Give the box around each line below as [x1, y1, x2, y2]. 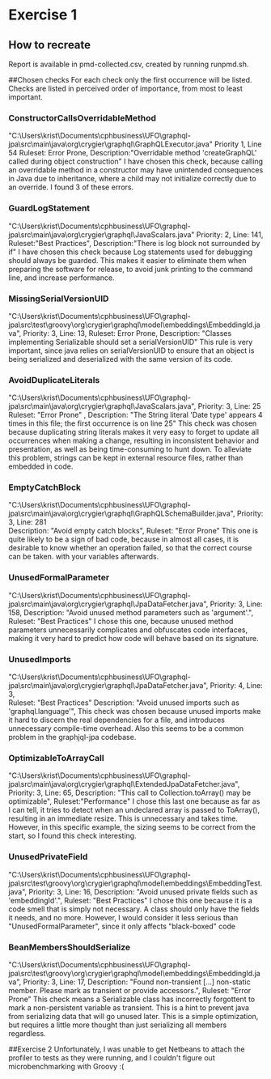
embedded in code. [8, 461, 74, 471]
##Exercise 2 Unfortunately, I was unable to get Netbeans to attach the [8, 1044, 245, 1054]
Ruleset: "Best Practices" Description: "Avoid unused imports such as [8, 698, 240, 707]
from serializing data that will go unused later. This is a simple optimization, [8, 1011, 259, 1021]
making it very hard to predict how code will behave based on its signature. [8, 633, 259, 643]
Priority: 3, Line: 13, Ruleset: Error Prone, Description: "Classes [23, 328, 232, 338]
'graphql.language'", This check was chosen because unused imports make [8, 707, 261, 716]
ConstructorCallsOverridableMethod [8, 112, 156, 123]
